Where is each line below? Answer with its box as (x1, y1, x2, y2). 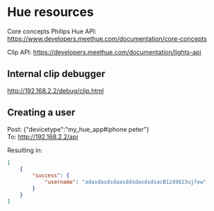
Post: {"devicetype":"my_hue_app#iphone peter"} (7, 125, 149, 133)
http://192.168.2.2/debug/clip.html (7, 86, 104, 94)
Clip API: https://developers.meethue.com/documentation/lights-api (7, 48, 201, 56)
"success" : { (32, 172, 70, 179)
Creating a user (7, 107, 76, 119)
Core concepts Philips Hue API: (7, 27, 97, 35)
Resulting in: (7, 146, 43, 154)
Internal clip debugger (7, 68, 106, 80)
